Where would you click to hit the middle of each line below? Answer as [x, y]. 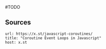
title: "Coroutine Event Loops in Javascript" [53, 38]
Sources [18, 22]
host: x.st [16, 42]
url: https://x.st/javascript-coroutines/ [49, 34]
